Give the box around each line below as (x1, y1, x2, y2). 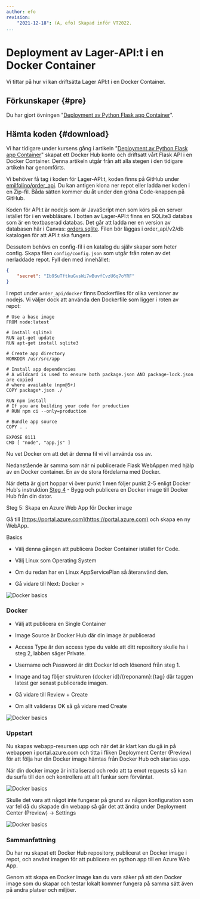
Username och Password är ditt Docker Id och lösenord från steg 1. (14, 661, 180, 668)
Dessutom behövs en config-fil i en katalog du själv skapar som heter (6, 243, 177, 250)
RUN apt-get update (6, 335, 55, 341)
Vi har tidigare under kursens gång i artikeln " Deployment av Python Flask (6, 144, 188, 152)
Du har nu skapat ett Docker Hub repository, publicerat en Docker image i (6, 849, 187, 856)
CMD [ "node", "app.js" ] (6, 440, 70, 446)
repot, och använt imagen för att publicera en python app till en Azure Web (6, 856, 190, 863)
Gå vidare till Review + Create (14, 691, 88, 698)
